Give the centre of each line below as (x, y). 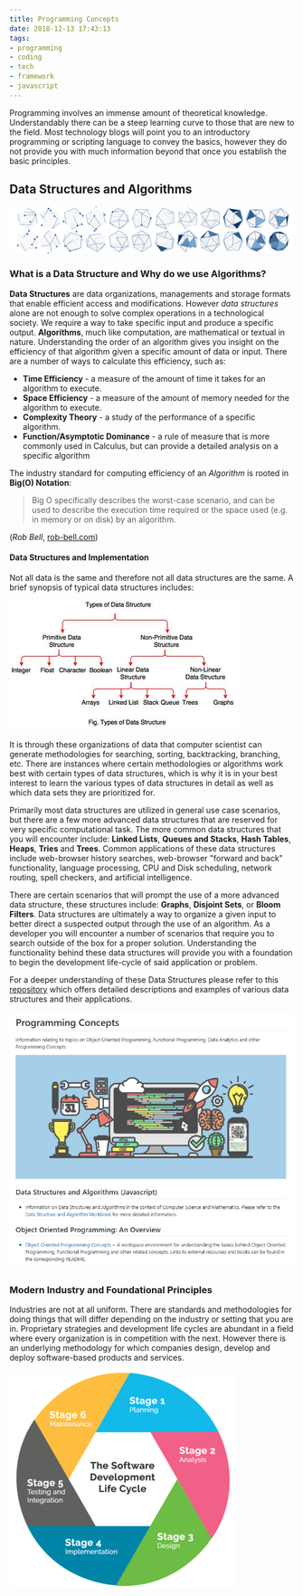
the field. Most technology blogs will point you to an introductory (130, 132)
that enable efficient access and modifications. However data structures (144, 303)
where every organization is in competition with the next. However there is (148, 1338)
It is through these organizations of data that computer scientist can (136, 744)
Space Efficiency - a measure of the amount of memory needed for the (156, 397)
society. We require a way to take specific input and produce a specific (142, 322)
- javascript (34, 86)
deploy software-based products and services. (97, 1358)
